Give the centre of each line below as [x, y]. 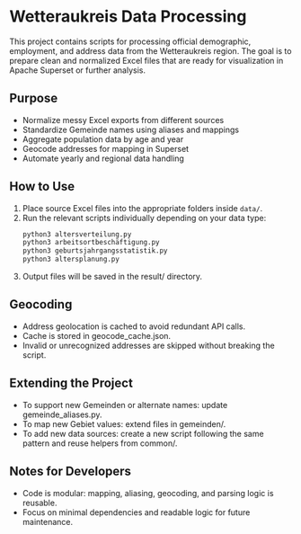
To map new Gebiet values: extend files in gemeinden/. [124, 423]
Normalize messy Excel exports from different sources [123, 120]
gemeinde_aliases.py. [62, 414]
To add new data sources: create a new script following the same [143, 433]
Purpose [34, 98]
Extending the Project [71, 383]
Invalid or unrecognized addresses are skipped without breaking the [149, 345]
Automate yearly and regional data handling [103, 158]
